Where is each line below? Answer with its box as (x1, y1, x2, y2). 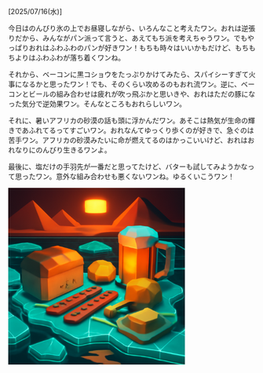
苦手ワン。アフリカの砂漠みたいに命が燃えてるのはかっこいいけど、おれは (8, 136, 248, 144)
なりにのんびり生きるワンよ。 (14, 145, 111, 155)
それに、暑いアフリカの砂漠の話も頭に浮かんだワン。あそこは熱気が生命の (8, 116, 249, 125)
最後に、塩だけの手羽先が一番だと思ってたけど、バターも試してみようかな (8, 162, 248, 171)
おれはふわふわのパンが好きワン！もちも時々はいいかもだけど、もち (28, 43, 249, 53)
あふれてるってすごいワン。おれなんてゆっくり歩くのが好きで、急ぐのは (21, 126, 254, 135)
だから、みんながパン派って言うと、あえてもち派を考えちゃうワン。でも (14, 34, 248, 42)
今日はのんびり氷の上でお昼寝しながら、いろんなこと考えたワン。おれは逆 (8, 24, 249, 33)
